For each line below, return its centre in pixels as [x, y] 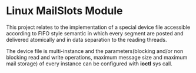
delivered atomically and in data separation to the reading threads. [87, 39]
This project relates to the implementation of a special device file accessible [98, 27]
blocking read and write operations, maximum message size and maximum [97, 57]
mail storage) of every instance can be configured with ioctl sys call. [89, 64]
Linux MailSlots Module [64, 11]
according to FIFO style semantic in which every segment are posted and [95, 33]
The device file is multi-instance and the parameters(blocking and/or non [95, 51]
